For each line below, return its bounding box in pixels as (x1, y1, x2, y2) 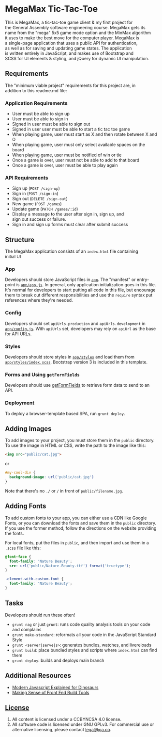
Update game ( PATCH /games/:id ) (12, 206, 78, 212)
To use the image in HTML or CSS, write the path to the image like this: (5, 442, 146, 448)
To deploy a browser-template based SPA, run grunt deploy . (5, 410, 125, 416)
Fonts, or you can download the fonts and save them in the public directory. (5, 520, 156, 526)
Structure (5, 235, 35, 244)
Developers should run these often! (5, 612, 75, 618)
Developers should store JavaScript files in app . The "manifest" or (5, 277, 136, 282)
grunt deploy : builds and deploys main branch (12, 657, 104, 663)
